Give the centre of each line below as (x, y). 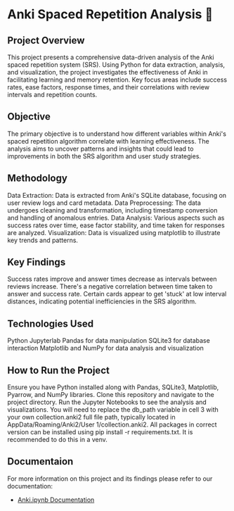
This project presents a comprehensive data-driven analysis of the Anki (111, 57)
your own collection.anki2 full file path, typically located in (91, 417)
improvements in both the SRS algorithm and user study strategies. (104, 156)
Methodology (38, 178)
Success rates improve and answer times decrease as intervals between (112, 279)
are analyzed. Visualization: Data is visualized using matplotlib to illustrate (114, 232)
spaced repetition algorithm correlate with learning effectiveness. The (108, 141)
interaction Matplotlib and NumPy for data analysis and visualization (105, 348)
